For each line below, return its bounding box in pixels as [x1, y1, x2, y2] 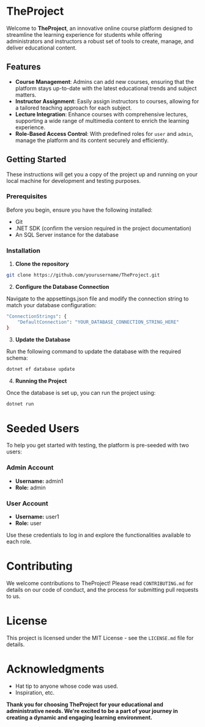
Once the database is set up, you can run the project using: [6, 389, 156, 396]
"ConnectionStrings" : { [6, 313, 67, 319]
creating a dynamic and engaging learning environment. [6, 714, 153, 721]
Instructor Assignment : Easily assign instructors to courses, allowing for [15, 97, 199, 105]
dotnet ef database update [6, 366, 75, 372]
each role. [6, 537, 32, 545]
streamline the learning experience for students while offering [6, 31, 162, 38]
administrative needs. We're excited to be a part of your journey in [6, 707, 179, 714]
